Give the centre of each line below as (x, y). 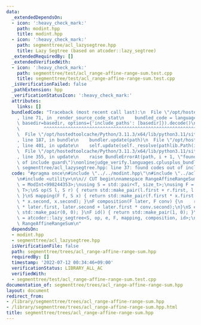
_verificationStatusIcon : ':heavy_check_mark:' (72, 95)
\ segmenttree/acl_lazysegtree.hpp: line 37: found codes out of (100, 168)
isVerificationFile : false (45, 246)
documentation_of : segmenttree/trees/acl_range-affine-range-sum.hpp (95, 285)
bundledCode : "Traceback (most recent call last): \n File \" (91, 112)
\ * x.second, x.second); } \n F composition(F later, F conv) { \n (100, 201)
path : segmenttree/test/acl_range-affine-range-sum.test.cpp (95, 73)
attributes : (27, 101)
